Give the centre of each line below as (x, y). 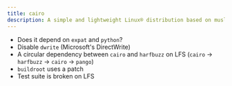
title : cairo (26, 13)
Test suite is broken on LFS (56, 76)
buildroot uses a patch (50, 69)
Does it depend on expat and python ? (70, 39)
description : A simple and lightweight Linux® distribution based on (109, 20)
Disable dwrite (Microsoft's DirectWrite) (74, 47)
